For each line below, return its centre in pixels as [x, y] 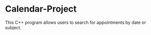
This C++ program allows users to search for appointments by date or [75, 22]
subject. [13, 27]
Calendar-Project [41, 9]
